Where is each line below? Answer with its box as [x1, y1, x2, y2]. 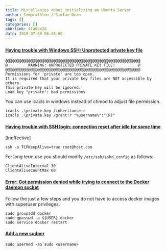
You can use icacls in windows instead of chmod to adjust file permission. [5, 98, 161, 105]
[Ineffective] [5, 135, 31, 141]
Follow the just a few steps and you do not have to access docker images [5, 195, 160, 202]
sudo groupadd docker [5, 211, 52, 216]
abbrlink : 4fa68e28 [5, 27, 47, 32]
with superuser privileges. [5, 201, 60, 207]
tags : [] [5, 17, 24, 22]
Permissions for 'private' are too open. [5, 72, 95, 77]
